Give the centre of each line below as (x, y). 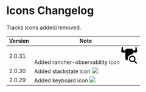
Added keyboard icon (61, 80)
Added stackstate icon (62, 71)
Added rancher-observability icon (77, 62)
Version (19, 41)
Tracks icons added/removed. (44, 27)
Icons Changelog (50, 11)
